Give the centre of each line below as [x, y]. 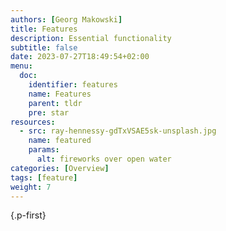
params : [44, 150]
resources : [33, 122]
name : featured [60, 141]
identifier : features [73, 85]
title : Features [44, 29]
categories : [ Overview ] [60, 168]
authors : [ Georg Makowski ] [66, 19]
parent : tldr [55, 103]
